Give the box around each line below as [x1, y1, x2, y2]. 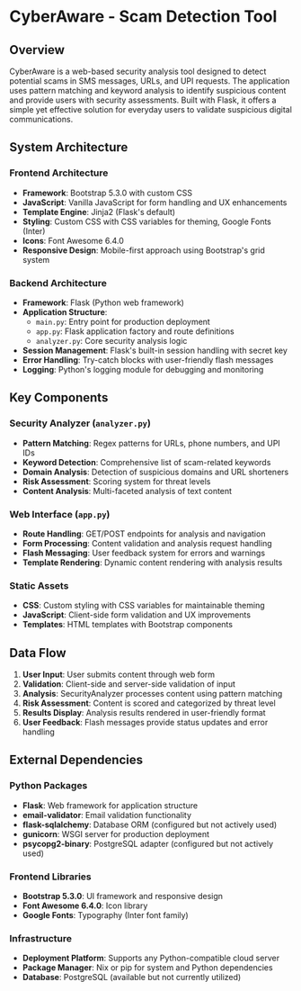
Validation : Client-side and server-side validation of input [22, 679, 236, 689]
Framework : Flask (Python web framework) [22, 297, 184, 308]
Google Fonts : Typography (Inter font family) [22, 910, 189, 921]
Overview [9, 42, 66, 58]
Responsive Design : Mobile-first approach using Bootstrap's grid [22, 245, 265, 256]
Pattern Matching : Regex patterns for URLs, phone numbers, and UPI [22, 437, 280, 448]
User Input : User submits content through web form [22, 669, 216, 680]
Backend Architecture [9, 276, 108, 289]
